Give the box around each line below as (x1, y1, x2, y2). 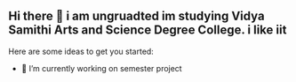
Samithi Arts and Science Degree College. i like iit (8, 23, 287, 38)
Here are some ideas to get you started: (8, 46, 155, 56)
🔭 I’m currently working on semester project (20, 63, 183, 73)
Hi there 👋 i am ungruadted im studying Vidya (8, 9, 265, 24)
